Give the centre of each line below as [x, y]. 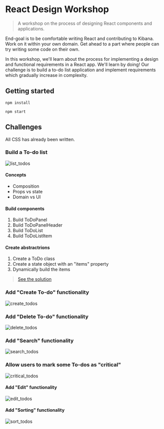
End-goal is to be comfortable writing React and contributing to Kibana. [80, 38]
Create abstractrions [28, 247]
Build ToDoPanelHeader [37, 225]
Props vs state [28, 192]
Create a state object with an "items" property [60, 264]
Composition [26, 186]
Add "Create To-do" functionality [47, 292]
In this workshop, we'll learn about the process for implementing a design [82, 59]
